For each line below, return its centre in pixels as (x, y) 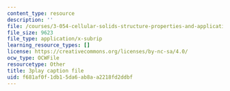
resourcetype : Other (37, 64)
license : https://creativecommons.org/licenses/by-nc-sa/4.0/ (98, 52)
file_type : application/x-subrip (55, 39)
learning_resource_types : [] (49, 45)
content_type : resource (41, 13)
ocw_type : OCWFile (33, 58)
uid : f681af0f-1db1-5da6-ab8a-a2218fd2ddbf (70, 77)
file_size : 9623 (30, 32)
